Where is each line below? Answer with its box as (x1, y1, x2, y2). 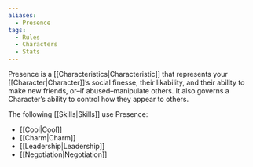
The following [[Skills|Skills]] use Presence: (8, 110, 148, 118)
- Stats (15, 48, 41, 56)
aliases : (8, 11, 37, 20)
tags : (8, 26, 26, 34)
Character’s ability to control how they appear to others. (8, 95, 189, 103)
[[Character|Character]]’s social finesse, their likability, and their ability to (8, 78, 245, 87)
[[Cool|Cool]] (19, 125, 63, 134)
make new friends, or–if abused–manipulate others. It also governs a (8, 86, 229, 95)
